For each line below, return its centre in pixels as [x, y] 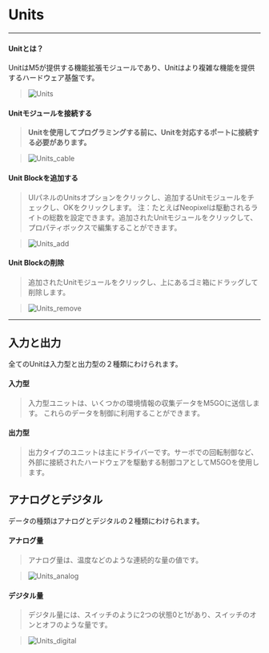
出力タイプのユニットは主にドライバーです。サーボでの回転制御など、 [143, 452]
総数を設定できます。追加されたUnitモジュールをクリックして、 [153, 217]
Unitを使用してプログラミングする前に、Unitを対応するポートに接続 [140, 132]
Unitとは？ [26, 48]
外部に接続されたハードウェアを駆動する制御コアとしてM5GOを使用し [144, 462]
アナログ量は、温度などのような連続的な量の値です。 [115, 560]
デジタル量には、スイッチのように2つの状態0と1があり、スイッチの [139, 614]
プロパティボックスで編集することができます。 [104, 227]
